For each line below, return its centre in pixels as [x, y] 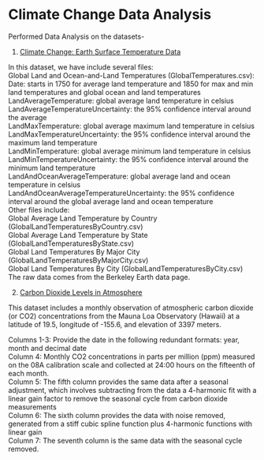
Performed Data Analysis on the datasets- [76, 36]
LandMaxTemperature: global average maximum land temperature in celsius [131, 126]
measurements [32, 407]
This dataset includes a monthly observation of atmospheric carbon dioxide [131, 307]
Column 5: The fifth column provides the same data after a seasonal [118, 382]
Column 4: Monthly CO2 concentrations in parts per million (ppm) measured [132, 356]
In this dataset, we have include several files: [81, 67]
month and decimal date [47, 348]
